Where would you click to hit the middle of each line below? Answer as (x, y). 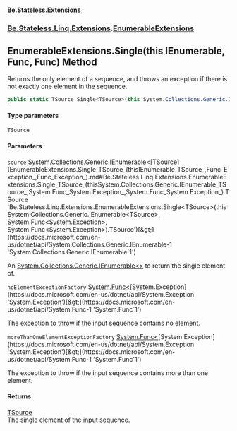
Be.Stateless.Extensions (44, 10)
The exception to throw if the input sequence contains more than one (108, 373)
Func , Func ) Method (52, 62)
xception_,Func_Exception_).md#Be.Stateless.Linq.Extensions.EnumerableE (117, 177)
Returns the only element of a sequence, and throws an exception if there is (117, 79)
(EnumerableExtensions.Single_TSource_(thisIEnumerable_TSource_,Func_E (117, 169)
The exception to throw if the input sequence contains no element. (104, 323)
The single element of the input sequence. (69, 420)
